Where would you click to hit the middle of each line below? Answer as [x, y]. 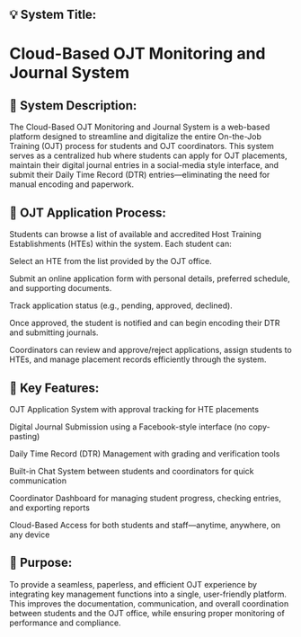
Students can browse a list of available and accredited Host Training [136, 234]
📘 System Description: [73, 106]
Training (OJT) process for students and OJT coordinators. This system [142, 146]
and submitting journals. [54, 332]
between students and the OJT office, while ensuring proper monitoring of [147, 613]
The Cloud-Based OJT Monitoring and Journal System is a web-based [140, 127]
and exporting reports [49, 508]
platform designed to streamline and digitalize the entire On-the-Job [136, 137]
